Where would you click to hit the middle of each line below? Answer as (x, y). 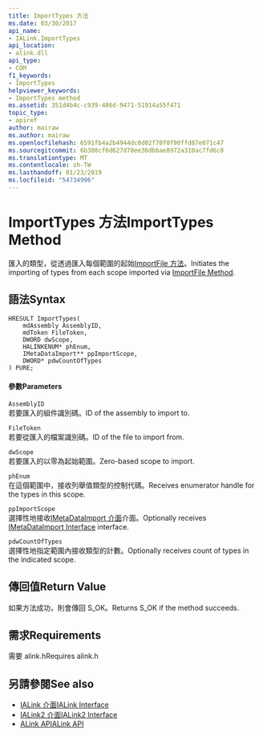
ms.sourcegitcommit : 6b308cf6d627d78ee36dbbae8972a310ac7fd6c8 (116, 150)
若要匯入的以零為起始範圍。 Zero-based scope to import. (101, 461)
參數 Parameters (35, 386)
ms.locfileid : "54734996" (51, 180)
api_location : (32, 46)
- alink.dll (28, 53)
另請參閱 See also (51, 684)
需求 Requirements (55, 636)
